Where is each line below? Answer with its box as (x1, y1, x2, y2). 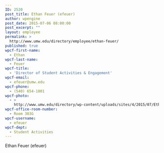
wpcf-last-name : (5, 57, 38, 62)
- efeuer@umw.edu (9, 79, 45, 84)
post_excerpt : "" (5, 25, 41, 30)
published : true (5, 43, 38, 48)
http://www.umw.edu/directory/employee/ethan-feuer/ (9, 39, 119, 44)
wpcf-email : (5, 75, 29, 80)
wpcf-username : (5, 115, 36, 121)
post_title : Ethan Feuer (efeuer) (5, 12, 76, 17)
